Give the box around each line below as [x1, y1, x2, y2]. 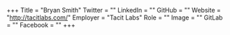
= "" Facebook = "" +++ [6, 21, 76, 29]
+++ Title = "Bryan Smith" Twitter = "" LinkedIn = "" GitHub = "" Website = [6, 6, 222, 14]
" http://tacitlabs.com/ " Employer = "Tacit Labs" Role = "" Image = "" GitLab [6, 13, 223, 22]
